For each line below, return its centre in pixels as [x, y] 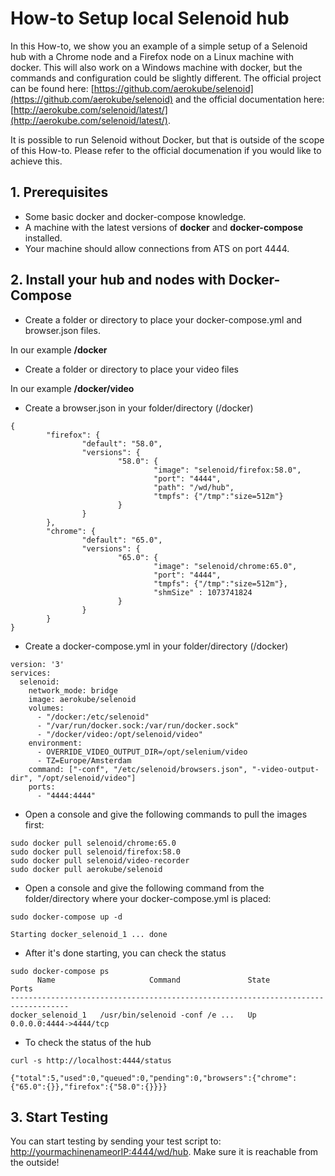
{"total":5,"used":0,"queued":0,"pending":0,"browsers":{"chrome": [154, 1078]
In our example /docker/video [72, 388]
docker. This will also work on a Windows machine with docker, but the [156, 67]
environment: [55, 743]
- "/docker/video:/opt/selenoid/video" [119, 734]
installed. [43, 238]
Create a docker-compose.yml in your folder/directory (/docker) [156, 646]
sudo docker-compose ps [60, 971]
